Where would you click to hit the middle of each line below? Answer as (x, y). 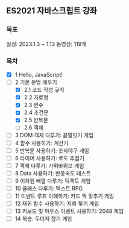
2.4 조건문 (36, 112)
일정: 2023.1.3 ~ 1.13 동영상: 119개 (46, 44)
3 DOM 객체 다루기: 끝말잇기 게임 (54, 135)
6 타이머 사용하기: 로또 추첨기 (49, 158)
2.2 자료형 (36, 97)
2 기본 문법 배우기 (36, 82)
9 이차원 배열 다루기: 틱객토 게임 (53, 181)
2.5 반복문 (36, 120)
